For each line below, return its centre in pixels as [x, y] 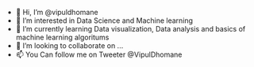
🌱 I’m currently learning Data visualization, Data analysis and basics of [131, 29]
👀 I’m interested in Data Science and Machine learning [104, 20]
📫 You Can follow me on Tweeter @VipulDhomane [99, 54]
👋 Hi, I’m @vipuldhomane [57, 12]
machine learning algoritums [62, 37]
